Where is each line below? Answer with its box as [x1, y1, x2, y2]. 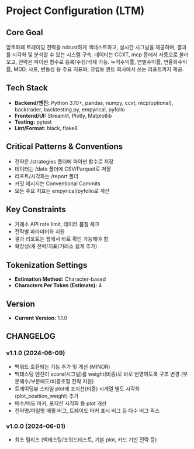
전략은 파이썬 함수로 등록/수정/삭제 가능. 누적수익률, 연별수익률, [18, 59, 162, 65]
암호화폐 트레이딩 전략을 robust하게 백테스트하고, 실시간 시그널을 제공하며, [6, 44, 176, 50]
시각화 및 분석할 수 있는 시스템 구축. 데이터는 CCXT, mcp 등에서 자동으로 [12, 51, 178, 58]
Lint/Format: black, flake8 [14, 124, 78, 131]
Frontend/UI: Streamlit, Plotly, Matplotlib [14, 112, 112, 119]
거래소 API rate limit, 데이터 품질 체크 [14, 221, 100, 228]
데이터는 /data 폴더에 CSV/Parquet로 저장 [14, 165, 111, 172]
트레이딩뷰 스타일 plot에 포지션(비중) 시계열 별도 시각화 [14, 385, 140, 392]
